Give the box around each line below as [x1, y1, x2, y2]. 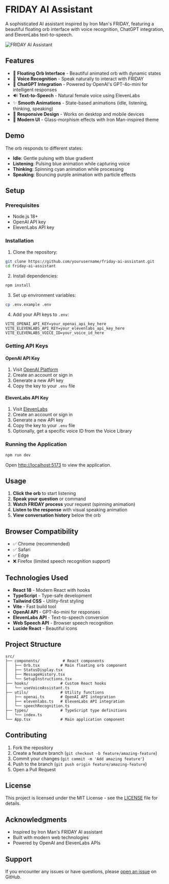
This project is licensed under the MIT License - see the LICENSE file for [5, 795, 158, 801]
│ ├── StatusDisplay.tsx [5, 667, 63, 673]
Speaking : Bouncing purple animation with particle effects [12, 171, 136, 178]
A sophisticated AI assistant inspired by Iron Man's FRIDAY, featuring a [5, 21, 155, 27]
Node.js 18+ [12, 214, 38, 220]
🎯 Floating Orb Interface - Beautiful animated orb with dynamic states [12, 70, 161, 76]
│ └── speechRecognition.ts [5, 703, 70, 709]
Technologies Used [5, 573, 68, 582]
